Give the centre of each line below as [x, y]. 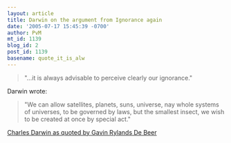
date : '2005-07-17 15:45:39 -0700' [58, 26]
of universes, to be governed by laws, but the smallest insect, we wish [124, 111]
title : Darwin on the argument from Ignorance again [85, 20]
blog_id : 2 [23, 45]
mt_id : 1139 [24, 39]
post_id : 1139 [28, 52]
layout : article [30, 13]
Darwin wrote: [27, 91]
